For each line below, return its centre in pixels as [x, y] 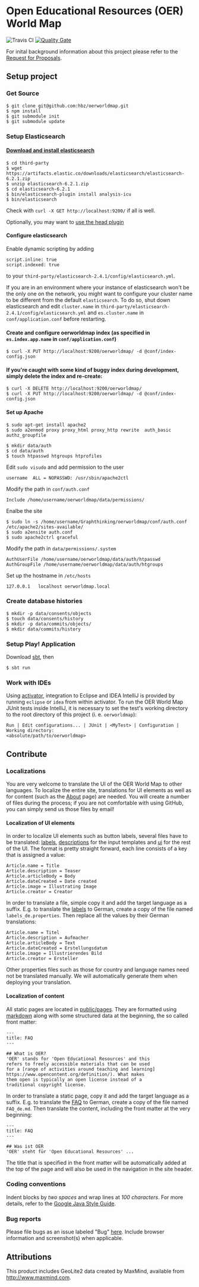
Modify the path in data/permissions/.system [61, 548]
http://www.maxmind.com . [39, 1277]
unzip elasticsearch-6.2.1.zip [50, 184]
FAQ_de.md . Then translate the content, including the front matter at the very [98, 1108]
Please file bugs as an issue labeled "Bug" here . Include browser [85, 1232]
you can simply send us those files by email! [60, 809]
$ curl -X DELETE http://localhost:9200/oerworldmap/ [74, 389]
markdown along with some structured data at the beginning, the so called [97, 1015]
